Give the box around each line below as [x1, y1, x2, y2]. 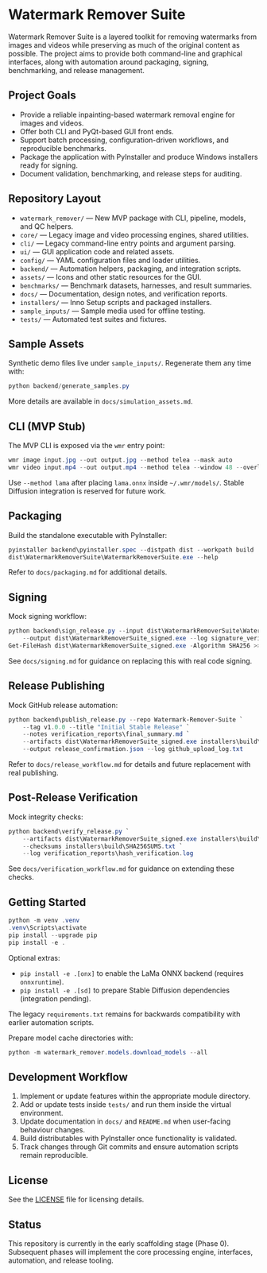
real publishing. [8, 768, 59, 777]
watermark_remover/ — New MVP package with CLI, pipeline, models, [19, 213, 246, 222]
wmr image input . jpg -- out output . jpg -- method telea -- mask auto [8, 456, 233, 464]
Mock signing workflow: [8, 612, 87, 621]
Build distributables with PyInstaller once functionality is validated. [19, 1134, 237, 1143]
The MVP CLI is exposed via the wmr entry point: [8, 441, 165, 451]
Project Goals [8, 89, 77, 103]
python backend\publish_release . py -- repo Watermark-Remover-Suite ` [8, 715, 244, 724]
